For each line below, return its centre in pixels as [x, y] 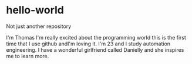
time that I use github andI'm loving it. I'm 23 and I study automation [88, 44]
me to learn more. [28, 56]
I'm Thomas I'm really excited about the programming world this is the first [96, 37]
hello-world [35, 10]
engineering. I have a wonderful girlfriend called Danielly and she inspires [95, 49]
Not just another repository [39, 26]
